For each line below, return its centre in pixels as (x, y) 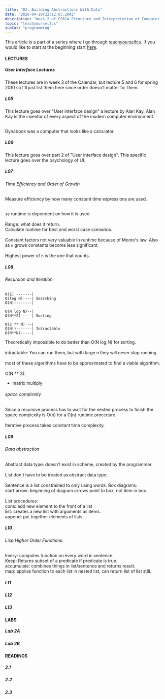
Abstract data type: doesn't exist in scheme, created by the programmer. (79, 464)
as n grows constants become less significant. (52, 245)
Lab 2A (13, 631)
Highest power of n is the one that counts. (48, 256)
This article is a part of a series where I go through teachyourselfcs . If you (80, 42)
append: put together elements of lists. (44, 516)
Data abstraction (22, 449)
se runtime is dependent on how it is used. (48, 214)
